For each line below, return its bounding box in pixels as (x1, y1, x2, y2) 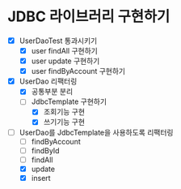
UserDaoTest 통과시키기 (19, 36, 98, 45)
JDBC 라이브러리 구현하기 (7, 7, 170, 26)
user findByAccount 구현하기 (31, 67, 126, 76)
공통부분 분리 (31, 87, 74, 97)
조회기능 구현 (43, 107, 86, 117)
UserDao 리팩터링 (19, 76, 78, 86)
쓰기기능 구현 (43, 117, 86, 127)
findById (31, 145, 60, 155)
